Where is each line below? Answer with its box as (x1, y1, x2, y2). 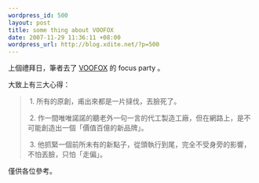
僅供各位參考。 (8, 167, 57, 176)
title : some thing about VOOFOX (8, 26, 114, 34)
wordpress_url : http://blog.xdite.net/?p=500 (8, 41, 159, 49)
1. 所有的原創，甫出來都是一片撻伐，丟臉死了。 (29, 97, 181, 106)
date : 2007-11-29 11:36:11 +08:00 (8, 33, 122, 42)
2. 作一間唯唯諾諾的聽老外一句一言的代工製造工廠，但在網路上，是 (29, 113, 245, 123)
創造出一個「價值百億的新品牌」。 (41, 123, 148, 133)
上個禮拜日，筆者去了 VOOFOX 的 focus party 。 (8, 64, 165, 73)
